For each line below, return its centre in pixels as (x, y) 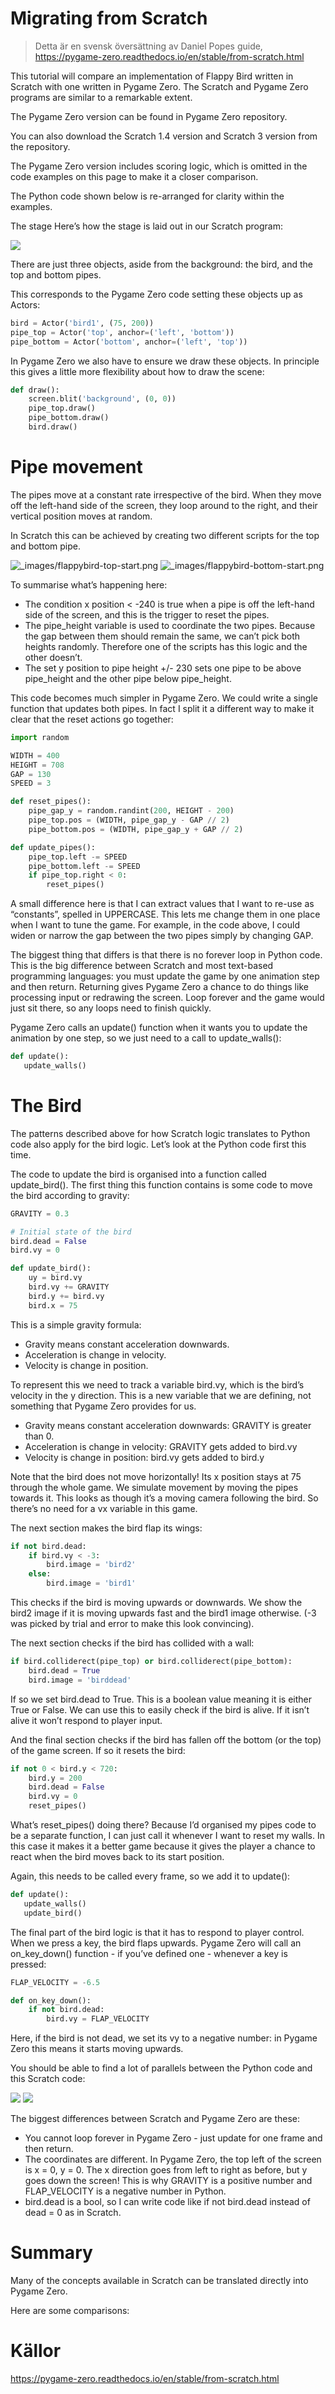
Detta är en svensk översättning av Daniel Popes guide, (148, 46)
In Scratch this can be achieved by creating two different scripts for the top (165, 535)
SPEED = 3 (31, 783)
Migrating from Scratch (109, 18)
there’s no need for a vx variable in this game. (104, 1508)
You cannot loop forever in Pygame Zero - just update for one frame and (173, 2138)
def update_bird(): (51, 1268)
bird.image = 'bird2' (91, 1565)
